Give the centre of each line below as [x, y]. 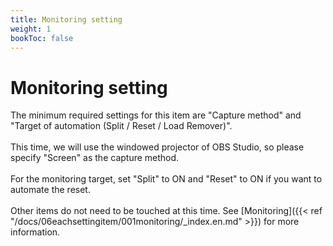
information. [35, 232]
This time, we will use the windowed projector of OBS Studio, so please [157, 147]
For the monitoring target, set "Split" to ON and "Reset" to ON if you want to [166, 179]
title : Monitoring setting [66, 19]
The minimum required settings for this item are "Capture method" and [156, 115]
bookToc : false [42, 38]
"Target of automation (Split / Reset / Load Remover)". [121, 126]
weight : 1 [31, 29]
